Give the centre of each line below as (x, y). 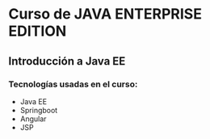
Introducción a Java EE (67, 61)
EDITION (38, 31)
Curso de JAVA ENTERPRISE (105, 14)
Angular (33, 119)
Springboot (39, 110)
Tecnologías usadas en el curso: (73, 84)
